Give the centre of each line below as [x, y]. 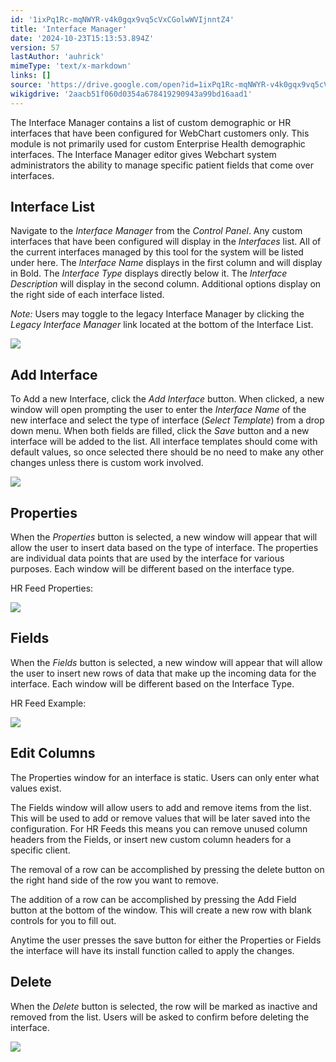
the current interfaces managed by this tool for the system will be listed [157, 252]
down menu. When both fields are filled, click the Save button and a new [160, 431]
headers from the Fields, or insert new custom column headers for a [151, 839]
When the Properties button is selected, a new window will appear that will [164, 537]
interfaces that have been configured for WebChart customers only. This [160, 133]
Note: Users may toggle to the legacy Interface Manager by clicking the [157, 314]
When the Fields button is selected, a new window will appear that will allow [166, 662]
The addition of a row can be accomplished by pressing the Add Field [153, 899]
